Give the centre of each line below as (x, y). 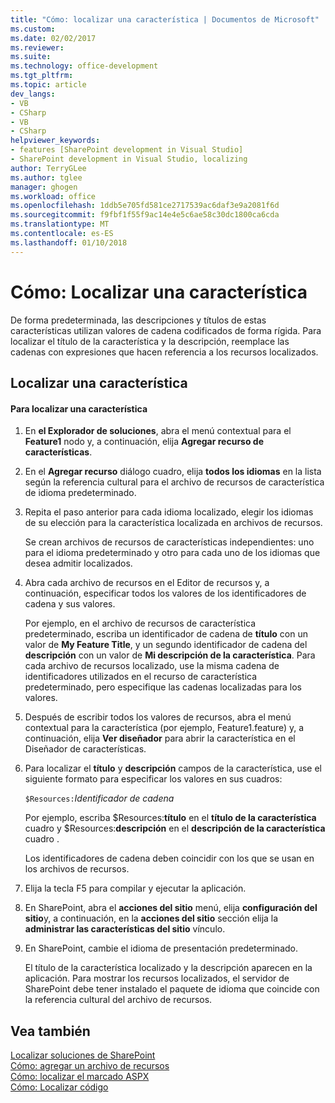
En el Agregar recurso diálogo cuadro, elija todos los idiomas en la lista (173, 472)
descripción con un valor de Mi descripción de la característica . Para (170, 655)
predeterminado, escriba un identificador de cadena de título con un (166, 634)
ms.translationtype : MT (60, 224)
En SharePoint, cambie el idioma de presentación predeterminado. (161, 948)
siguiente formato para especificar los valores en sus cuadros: (153, 779)
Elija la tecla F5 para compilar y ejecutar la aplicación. (135, 888)
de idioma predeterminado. (80, 493)
